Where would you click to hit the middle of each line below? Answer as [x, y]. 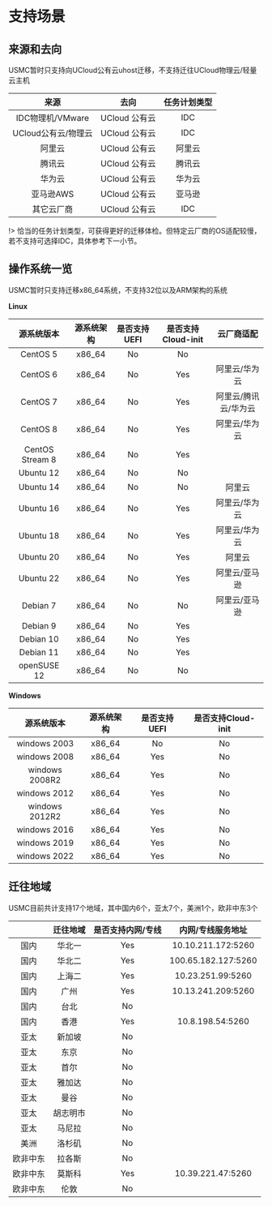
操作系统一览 [40, 269]
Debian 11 [39, 652]
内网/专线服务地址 [213, 929]
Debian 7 [39, 605]
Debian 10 [39, 639]
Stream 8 [39, 459]
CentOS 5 [39, 354]
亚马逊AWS [53, 194]
